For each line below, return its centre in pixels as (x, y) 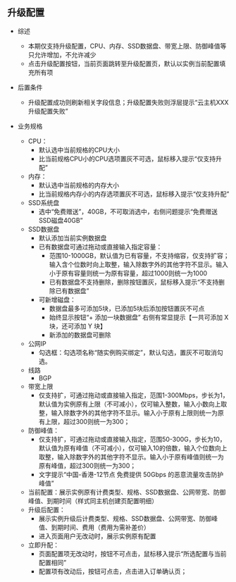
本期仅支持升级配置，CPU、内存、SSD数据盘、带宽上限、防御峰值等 (127, 46)
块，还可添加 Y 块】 (78, 326)
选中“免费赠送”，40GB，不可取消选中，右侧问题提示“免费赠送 (128, 211)
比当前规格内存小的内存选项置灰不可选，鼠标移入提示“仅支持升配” (134, 194)
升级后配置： (46, 509)
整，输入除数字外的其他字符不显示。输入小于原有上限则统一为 (128, 413)
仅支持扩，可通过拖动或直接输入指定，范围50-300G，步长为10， (132, 439)
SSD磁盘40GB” (61, 220)
